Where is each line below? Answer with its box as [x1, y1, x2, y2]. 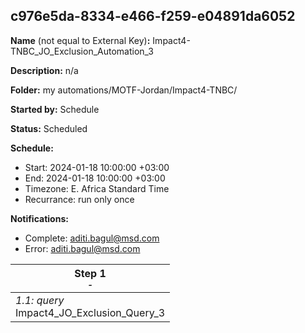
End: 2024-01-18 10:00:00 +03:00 [24, 172, 166, 184]
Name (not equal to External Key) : [10, 34, 151, 46]
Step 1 [74, 266, 107, 280]
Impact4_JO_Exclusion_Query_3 [15, 305, 166, 319]
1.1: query [15, 293, 65, 307]
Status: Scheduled [10, 122, 88, 134]
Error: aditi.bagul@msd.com [24, 242, 141, 254]
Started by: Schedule [10, 103, 100, 115]
